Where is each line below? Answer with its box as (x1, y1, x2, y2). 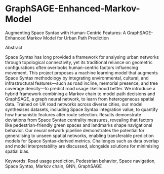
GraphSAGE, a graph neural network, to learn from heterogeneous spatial (5, 96, 155, 102)
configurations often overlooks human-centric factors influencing (5, 65, 138, 70)
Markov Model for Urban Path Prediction (26, 35, 109, 41)
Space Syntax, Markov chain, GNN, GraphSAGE (5, 163, 102, 169)
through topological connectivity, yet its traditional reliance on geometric (5, 59, 153, 65)
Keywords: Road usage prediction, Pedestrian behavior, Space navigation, (5, 158, 156, 164)
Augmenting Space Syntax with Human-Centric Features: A (5, 30, 126, 35)
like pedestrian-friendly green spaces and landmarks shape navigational (5, 122, 152, 128)
